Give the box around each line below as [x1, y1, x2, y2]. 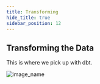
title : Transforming [6, 9, 59, 15]
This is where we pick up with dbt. [6, 59, 93, 66]
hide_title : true [6, 15, 51, 21]
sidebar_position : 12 [6, 20, 62, 26]
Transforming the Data [6, 43, 95, 53]
